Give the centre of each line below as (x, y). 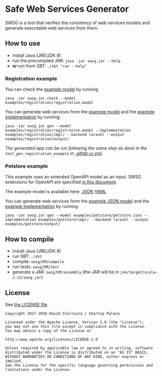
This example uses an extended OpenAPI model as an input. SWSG (73, 177)
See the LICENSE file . (27, 305)
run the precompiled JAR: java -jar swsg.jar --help (66, 61)
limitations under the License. (38, 370)
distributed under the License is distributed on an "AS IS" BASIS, (77, 352)
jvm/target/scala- (139, 273)
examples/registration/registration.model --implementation (68, 131)
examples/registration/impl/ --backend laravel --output (65, 135)
